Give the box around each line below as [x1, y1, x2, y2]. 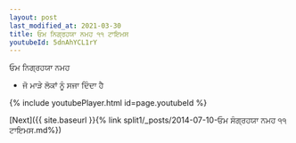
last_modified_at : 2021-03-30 [9, 21, 122, 30]
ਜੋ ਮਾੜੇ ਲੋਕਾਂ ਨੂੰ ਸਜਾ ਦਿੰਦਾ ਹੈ [21, 80, 104, 91]
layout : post [9, 12, 58, 22]
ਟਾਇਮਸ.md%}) [9, 125, 62, 136]
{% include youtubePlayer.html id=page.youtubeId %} [9, 98, 208, 108]
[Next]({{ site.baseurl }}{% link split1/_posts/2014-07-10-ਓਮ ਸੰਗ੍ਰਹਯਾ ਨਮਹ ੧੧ [9, 115, 287, 125]
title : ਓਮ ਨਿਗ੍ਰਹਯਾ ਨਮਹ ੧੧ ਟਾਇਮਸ [9, 29, 129, 38]
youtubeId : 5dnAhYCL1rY [9, 37, 98, 47]
